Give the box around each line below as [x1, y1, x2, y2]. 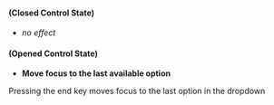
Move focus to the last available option [21, 68, 171, 79]
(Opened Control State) [8, 48, 99, 59]
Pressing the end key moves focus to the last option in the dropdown [8, 86, 266, 97]
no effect [21, 27, 56, 38]
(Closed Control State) [8, 7, 95, 18]
